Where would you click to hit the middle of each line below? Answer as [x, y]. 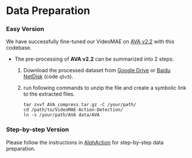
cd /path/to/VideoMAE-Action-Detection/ [73, 110]
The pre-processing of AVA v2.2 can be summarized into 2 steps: [94, 59]
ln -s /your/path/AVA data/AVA [61, 115]
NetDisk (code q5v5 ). [48, 76]
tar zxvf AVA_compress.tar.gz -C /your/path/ [80, 105]
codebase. [19, 48]
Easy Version [25, 29]
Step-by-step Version [37, 129]
